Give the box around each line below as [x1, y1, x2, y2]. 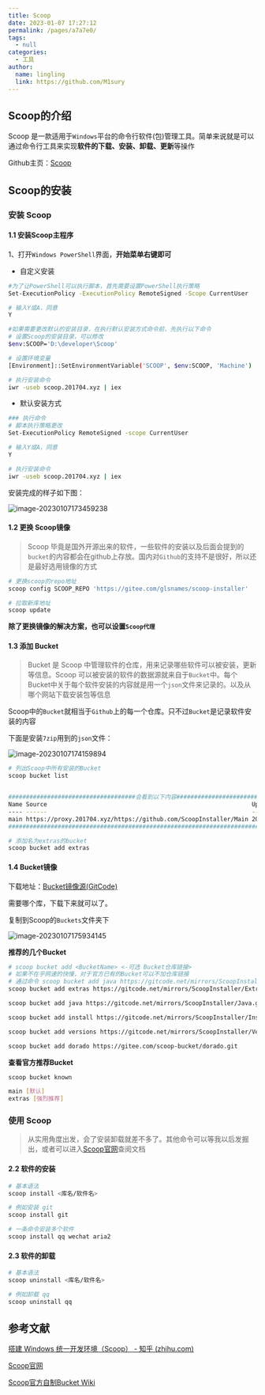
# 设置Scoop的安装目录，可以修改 [8, 333, 104, 341]
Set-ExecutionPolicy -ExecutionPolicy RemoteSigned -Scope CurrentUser [8, 290, 248, 298]
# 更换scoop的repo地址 [8, 577, 77, 586]
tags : [8, 33, 26, 42]
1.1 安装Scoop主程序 [8, 230, 74, 240]
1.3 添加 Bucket [8, 641, 59, 650]
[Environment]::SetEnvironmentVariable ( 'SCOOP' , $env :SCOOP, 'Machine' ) [8, 362, 252, 370]
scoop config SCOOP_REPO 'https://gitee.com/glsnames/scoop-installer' [8, 585, 248, 593]
